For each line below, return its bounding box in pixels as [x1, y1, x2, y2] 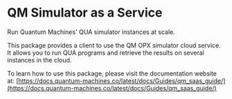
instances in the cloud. [7, 55, 72, 64]
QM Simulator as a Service [7, 5, 163, 21]
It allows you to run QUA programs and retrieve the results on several [7, 48, 204, 57]
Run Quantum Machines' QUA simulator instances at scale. [7, 28, 175, 36]
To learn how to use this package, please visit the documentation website [7, 69, 217, 78]
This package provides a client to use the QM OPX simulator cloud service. [7, 41, 222, 49]
